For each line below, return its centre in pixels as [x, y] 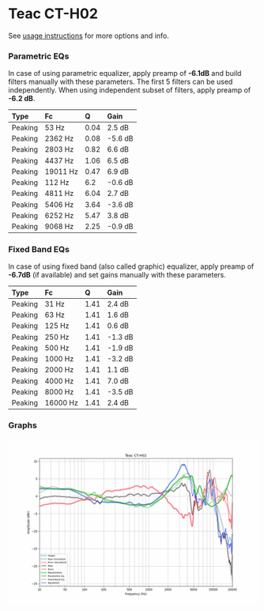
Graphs [23, 425]
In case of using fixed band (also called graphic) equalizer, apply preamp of [131, 266]
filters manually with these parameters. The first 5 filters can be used [121, 82]
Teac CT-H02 [53, 14]
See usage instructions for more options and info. [89, 36]
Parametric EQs [39, 56]
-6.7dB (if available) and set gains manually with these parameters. [117, 275]
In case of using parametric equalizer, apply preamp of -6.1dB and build [125, 74]
